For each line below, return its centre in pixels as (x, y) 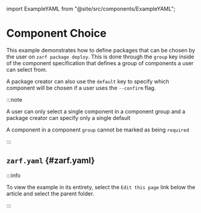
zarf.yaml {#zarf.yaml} (51, 161)
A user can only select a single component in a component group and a (96, 111)
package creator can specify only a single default (69, 117)
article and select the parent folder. (50, 194)
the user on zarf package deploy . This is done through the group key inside (100, 57)
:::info (13, 175)
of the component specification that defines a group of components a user (100, 63)
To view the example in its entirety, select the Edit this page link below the (101, 187)
